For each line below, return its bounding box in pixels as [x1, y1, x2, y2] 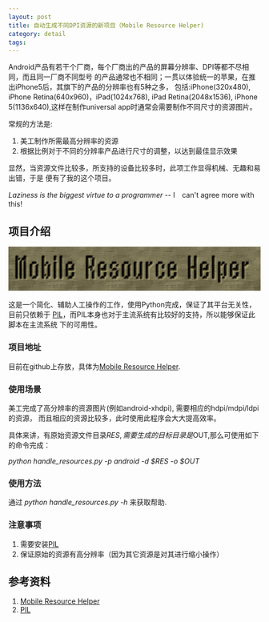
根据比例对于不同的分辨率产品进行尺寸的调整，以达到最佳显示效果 [19, 146, 238, 156]
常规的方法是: [8, 119, 54, 129]
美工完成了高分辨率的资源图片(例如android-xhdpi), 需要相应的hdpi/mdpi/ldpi [8, 403, 259, 412]
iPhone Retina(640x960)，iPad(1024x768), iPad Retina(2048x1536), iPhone [8, 92, 259, 102]
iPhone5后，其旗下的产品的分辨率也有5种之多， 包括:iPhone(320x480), [14, 82, 251, 92]
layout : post [8, 13, 52, 21]
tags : [8, 38, 26, 46]
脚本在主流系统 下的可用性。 [8, 320, 102, 330]
